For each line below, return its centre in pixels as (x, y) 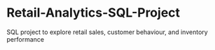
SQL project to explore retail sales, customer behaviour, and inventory (107, 32)
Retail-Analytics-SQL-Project (93, 13)
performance (26, 39)
